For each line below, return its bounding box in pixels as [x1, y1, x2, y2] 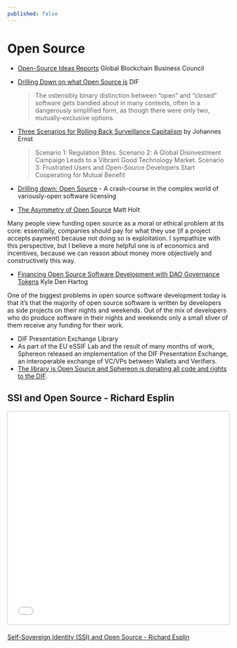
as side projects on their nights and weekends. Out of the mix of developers [7, 306, 227, 314]
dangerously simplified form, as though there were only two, [34, 106, 210, 115]
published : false [7, 10, 58, 18]
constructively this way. [7, 256, 76, 264]
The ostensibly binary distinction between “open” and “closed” [34, 91, 217, 99]
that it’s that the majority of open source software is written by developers [7, 298, 222, 306]
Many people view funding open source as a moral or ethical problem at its [7, 219, 224, 227]
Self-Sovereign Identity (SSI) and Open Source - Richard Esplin [7, 633, 190, 642]
